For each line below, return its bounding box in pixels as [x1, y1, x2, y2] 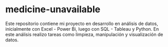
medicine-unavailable [5, 4, 101, 15]
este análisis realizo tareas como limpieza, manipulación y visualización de [5, 31, 163, 37]
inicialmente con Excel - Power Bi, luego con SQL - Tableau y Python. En [5, 26, 159, 32]
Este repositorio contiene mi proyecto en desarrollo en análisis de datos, [5, 20, 158, 27]
